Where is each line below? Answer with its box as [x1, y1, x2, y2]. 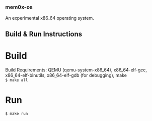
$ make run [5, 111, 28, 116]
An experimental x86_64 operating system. [5, 15, 94, 21]
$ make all [5, 77, 28, 83]
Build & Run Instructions [5, 29, 83, 38]
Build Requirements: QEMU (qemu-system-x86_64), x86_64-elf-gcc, [5, 67, 147, 73]
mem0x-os [5, 4, 33, 11]
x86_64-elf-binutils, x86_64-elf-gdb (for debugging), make [5, 72, 127, 78]
